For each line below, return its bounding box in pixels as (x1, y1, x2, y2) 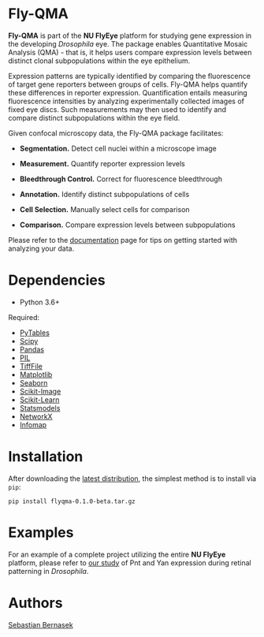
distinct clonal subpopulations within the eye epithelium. (8, 56, 191, 65)
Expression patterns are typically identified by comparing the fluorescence (8, 71, 251, 80)
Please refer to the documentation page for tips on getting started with (8, 235, 238, 244)
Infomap (19, 419, 47, 430)
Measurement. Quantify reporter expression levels (19, 158, 185, 168)
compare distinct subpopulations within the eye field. (8, 113, 180, 122)
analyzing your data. (8, 244, 75, 253)
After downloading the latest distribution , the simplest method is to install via (8, 474, 257, 483)
